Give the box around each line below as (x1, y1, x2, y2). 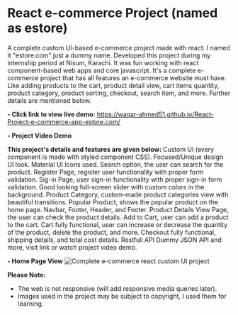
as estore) (7, 20, 68, 36)
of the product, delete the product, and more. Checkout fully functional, (7, 228, 216, 236)
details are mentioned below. (7, 96, 92, 104)
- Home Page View (7, 257, 64, 265)
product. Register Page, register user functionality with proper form (7, 167, 204, 176)
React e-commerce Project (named (7, 5, 218, 21)
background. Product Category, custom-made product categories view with (7, 190, 229, 199)
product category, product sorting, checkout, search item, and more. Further (7, 89, 231, 97)
